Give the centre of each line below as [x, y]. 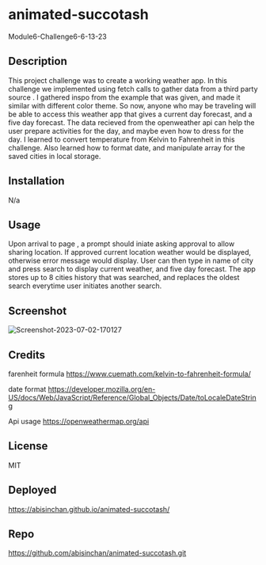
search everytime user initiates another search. [85, 286]
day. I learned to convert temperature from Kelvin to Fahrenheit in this [122, 139]
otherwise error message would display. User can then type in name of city [131, 261]
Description [38, 61]
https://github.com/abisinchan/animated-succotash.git [97, 553]
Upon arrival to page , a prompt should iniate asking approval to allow [122, 244]
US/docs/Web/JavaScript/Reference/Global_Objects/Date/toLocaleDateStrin [132, 398]
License [28, 446]
